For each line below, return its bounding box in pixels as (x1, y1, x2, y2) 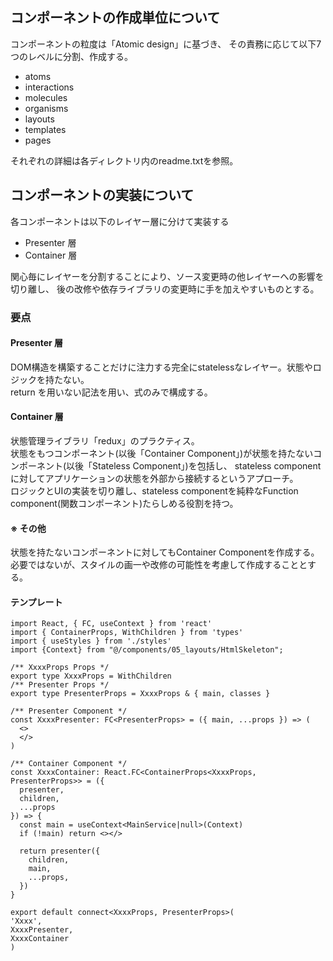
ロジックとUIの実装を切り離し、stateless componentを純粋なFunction (10, 484, 299, 497)
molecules (24, 91, 68, 103)
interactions (24, 81, 75, 93)
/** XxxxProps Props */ (10, 663, 110, 673)
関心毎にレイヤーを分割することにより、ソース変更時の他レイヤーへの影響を (10, 270, 325, 282)
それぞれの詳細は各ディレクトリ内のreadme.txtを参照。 (10, 154, 239, 167)
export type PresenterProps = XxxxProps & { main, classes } (10, 689, 271, 699)
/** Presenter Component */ (10, 706, 128, 717)
